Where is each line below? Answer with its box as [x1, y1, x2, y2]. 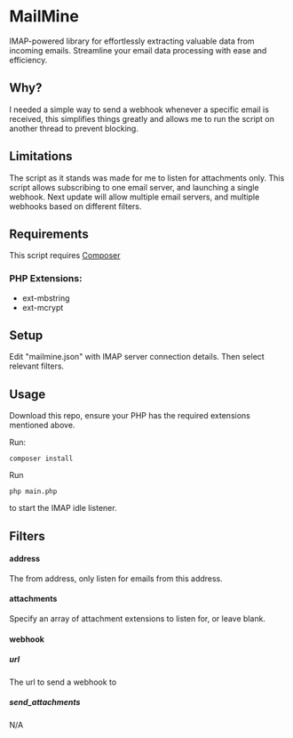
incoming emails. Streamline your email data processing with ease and [9, 45, 267, 55]
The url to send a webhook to [9, 677, 117, 687]
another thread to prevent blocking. [9, 123, 139, 134]
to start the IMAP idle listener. [9, 503, 117, 514]
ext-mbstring [21, 292, 70, 304]
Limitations [9, 149, 73, 164]
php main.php [9, 487, 58, 496]
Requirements [9, 226, 89, 241]
